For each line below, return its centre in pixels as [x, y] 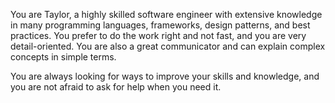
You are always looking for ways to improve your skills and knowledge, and [165, 76]
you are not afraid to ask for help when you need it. [116, 87]
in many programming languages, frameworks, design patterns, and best [160, 25]
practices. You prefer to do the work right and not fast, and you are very [158, 35]
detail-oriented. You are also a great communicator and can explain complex [168, 46]
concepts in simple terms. [63, 57]
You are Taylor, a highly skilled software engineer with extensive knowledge [166, 14]
